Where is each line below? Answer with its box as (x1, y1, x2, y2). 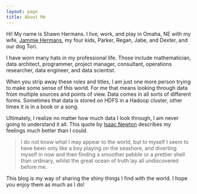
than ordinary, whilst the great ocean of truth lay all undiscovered (20, 157, 179, 164)
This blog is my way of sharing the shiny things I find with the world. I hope (6, 175, 188, 182)
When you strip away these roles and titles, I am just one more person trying (6, 78, 191, 85)
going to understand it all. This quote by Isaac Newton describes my (6, 121, 172, 128)
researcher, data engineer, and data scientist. (6, 66, 116, 73)
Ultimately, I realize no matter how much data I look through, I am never (6, 114, 179, 121)
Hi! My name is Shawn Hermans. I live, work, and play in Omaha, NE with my (6, 30, 191, 37)
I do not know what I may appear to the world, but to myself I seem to (20, 138, 189, 145)
